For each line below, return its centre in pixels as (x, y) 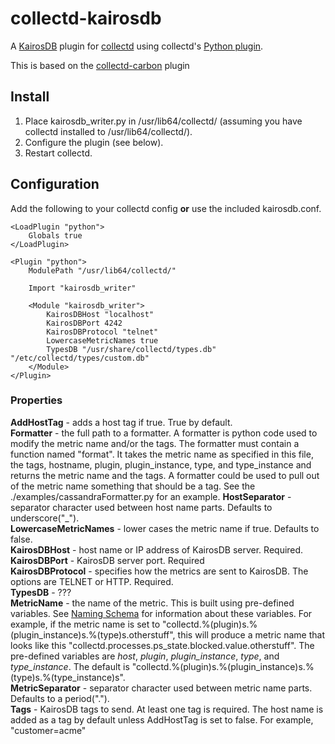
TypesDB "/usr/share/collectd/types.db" (131, 349)
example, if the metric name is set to (85, 624)
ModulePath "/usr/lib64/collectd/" (102, 270)
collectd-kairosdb (86, 18)
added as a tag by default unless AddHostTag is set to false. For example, (162, 719)
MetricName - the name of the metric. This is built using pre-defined (152, 603)
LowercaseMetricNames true (102, 340)
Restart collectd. (58, 153)
